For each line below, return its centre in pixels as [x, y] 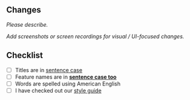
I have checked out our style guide [58, 90]
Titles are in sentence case [49, 70]
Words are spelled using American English [68, 84]
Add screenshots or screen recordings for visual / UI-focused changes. [95, 36]
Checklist [25, 55]
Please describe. [27, 24]
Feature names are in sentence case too [66, 77]
